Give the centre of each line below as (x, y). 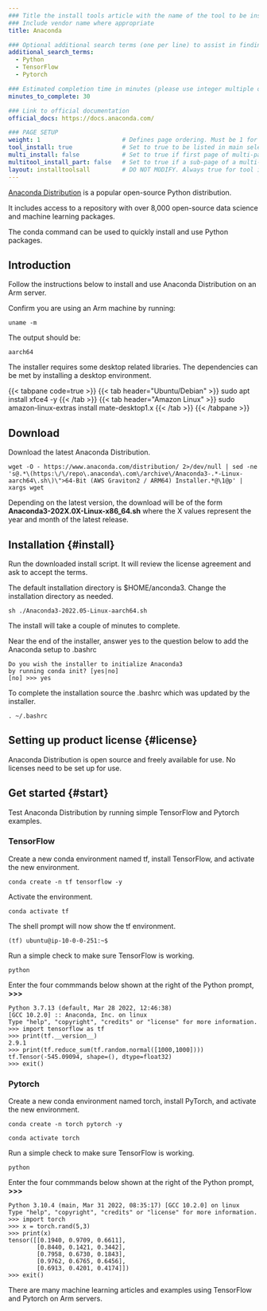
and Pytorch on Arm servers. (56, 1299)
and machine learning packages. (62, 216)
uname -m (23, 323)
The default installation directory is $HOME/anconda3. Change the (117, 588)
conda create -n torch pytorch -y (66, 1124)
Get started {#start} (58, 793)
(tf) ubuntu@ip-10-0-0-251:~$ (58, 941)
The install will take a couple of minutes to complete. (94, 625)
